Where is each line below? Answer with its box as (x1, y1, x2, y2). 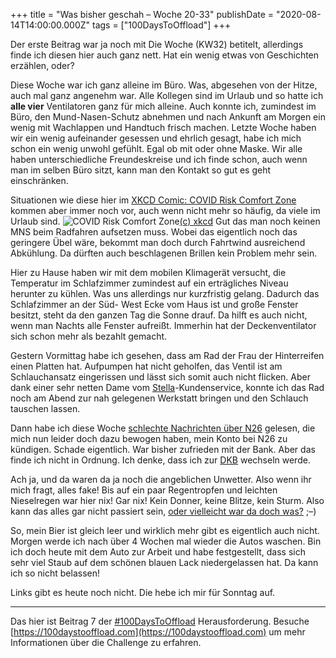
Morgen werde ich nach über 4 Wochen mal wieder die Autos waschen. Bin (10, 535, 322, 547)
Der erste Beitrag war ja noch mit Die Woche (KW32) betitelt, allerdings (10, 39, 304, 50)
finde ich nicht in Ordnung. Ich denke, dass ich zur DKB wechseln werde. (10, 454, 311, 466)
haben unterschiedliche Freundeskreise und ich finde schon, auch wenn (10, 154, 308, 165)
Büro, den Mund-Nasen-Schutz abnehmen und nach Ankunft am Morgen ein (10, 111, 326, 123)
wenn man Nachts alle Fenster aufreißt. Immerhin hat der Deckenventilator (10, 320, 317, 331)
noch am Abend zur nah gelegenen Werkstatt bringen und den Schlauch (10, 392, 309, 404)
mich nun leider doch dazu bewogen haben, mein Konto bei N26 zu (10, 433, 288, 444)
